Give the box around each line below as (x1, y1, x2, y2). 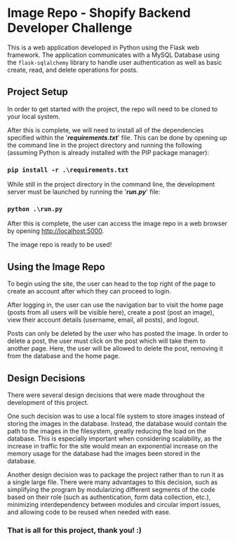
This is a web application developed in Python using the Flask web (7, 43, 200, 51)
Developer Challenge (7, 20, 133, 36)
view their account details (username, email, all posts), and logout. (7, 315, 199, 324)
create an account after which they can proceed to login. (7, 287, 172, 296)
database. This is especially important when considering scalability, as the (7, 434, 222, 443)
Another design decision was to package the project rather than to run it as (7, 470, 224, 479)
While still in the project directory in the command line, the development (7, 180, 215, 189)
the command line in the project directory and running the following (7, 141, 202, 149)
